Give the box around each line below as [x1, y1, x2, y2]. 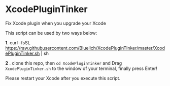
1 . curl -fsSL [5, 39, 30, 46]
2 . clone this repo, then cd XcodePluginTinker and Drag [5, 60, 122, 66]
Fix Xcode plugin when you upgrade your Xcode [5, 20, 107, 26]
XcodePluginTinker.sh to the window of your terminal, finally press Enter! [5, 65, 157, 71]
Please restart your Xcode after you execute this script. [5, 75, 121, 81]
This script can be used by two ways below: [5, 30, 97, 36]
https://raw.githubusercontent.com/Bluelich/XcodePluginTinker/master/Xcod [5, 45, 165, 51]
